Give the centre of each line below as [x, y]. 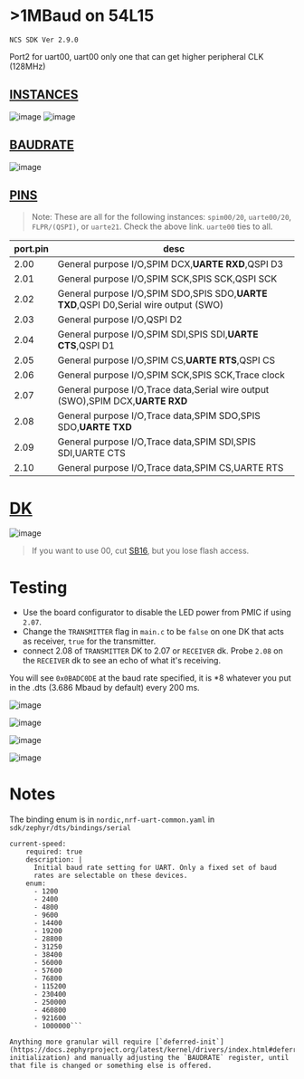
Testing [38, 587]
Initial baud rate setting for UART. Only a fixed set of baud [155, 868]
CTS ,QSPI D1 [86, 346]
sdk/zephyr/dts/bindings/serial [70, 828]
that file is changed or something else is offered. [111, 1066]
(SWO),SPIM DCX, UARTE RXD [123, 401]
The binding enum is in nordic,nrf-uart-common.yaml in [112, 819]
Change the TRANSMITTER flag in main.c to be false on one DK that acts [153, 632]
